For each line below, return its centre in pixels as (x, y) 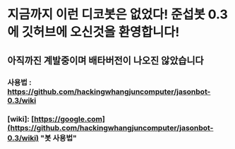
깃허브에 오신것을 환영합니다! (101, 32)
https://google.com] (70, 119)
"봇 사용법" (58, 138)
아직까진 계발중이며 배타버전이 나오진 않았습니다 (106, 60)
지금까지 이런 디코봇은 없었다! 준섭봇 (107, 14)
